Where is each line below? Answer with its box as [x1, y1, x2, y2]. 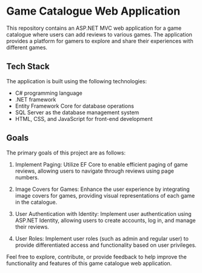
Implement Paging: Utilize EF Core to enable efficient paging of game [15, 161, 188, 168]
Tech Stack [6, 61, 50, 72]
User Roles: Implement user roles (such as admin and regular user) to [15, 235, 189, 242]
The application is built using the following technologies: [6, 77, 147, 85]
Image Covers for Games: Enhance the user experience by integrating [15, 185, 190, 193]
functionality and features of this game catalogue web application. [6, 260, 172, 267]
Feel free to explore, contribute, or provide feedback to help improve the [6, 253, 187, 260]
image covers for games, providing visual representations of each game [15, 192, 195, 199]
